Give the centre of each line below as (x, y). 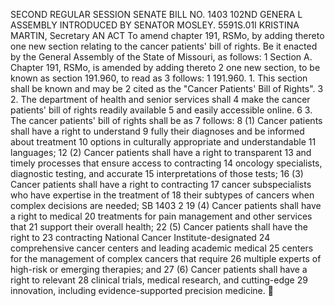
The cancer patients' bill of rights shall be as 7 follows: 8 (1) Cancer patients (166, 120)
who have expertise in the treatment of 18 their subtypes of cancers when (162, 195)
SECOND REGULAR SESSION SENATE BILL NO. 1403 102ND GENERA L (156, 14)
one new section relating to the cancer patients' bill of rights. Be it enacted (164, 46)
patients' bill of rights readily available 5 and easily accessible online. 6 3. (161, 110)
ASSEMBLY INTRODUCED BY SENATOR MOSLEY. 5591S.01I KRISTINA (155, 25)
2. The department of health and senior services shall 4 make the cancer (160, 99)
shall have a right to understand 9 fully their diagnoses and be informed (157, 131)
